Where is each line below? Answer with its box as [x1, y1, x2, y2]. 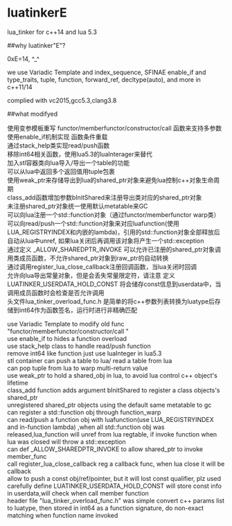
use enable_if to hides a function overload [7, 334, 127, 342]
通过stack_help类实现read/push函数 [7, 141, 110, 150]
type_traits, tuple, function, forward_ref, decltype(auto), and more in [7, 75, 201, 84]
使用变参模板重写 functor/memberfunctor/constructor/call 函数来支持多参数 [7, 123, 222, 132]
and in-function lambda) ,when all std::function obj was [7, 423, 165, 431]
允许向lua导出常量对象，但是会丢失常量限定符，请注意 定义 [7, 271, 175, 279]
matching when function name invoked [7, 511, 118, 519]
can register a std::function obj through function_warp [7, 407, 161, 417]
